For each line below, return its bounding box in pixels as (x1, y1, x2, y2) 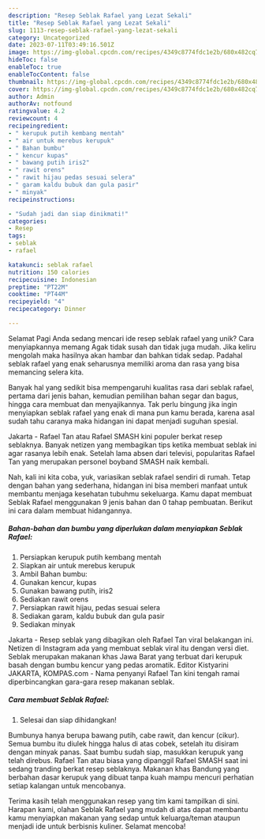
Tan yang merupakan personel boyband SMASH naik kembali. (8, 457, 210, 466)
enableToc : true (8, 63, 62, 71)
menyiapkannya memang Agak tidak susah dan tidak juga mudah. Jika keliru (8, 342, 256, 351)
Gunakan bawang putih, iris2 (19, 586, 114, 595)
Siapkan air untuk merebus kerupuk (19, 560, 136, 570)
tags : (8, 232, 26, 240)
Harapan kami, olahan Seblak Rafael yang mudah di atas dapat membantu (8, 804, 248, 814)
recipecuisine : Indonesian (8, 275, 97, 283)
